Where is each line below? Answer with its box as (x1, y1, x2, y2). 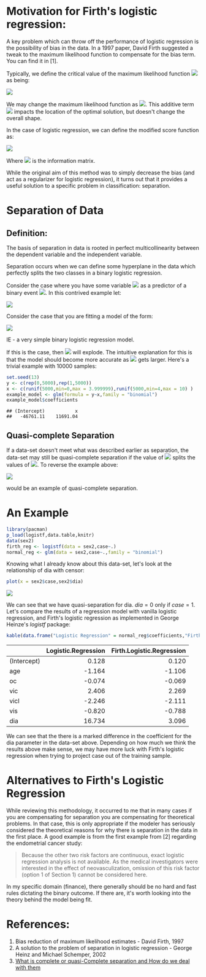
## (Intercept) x (6, 408, 78, 415)
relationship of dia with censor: (6, 567, 85, 574)
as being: (6, 76, 30, 84)
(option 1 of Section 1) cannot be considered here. (21, 871, 148, 879)
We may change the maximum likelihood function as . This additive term (6, 100, 194, 108)
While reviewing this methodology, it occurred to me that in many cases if (6, 807, 192, 814)
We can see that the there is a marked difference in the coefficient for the (6, 733, 192, 740)
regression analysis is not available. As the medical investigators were (21, 858, 198, 865)
